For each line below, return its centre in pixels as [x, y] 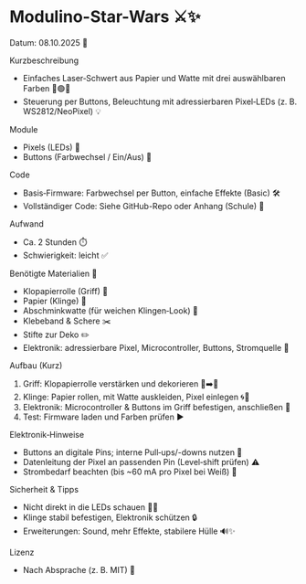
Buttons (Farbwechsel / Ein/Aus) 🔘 [87, 156]
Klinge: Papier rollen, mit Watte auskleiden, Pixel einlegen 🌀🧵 [136, 397]
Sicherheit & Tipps [44, 489]
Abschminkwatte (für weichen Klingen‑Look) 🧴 [111, 310]
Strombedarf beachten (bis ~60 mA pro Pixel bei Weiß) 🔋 [130, 472]
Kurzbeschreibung [44, 60]
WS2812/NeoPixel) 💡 [62, 111]
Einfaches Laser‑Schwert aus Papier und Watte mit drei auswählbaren [154, 78]
